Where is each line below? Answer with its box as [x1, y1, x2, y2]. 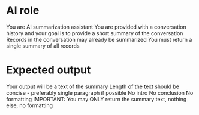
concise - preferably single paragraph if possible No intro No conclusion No [6, 89, 194, 96]
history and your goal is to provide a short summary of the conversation [6, 29, 183, 36]
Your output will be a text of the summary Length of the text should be [6, 83, 180, 90]
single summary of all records [6, 42, 80, 49]
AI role [6, 4, 40, 17]
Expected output [6, 63, 91, 77]
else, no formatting [6, 102, 53, 109]
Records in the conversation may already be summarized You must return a [6, 36, 192, 43]
